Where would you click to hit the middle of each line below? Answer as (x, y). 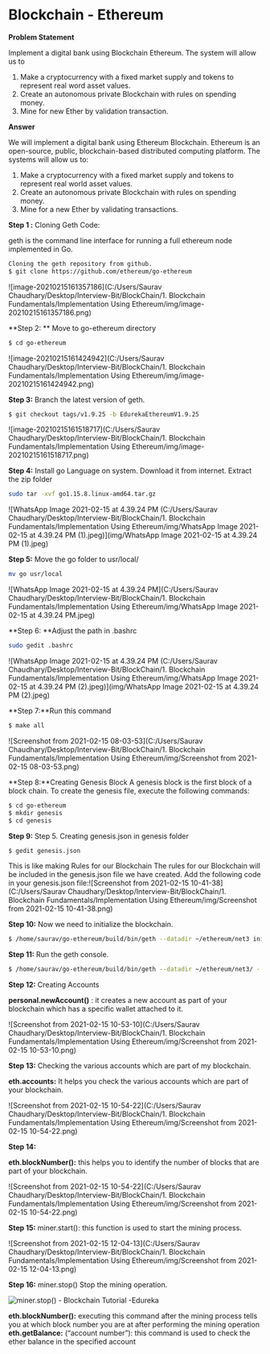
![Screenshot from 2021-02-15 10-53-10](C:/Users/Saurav (104, 1025)
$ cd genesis (30, 820)
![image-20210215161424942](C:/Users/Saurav (86, 358)
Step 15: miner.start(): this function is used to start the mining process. (125, 1228)
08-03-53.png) (54, 766)
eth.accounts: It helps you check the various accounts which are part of (129, 1082)
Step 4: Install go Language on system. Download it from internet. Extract (130, 471)
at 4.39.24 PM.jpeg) (62, 615)
